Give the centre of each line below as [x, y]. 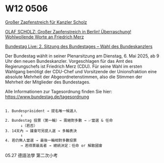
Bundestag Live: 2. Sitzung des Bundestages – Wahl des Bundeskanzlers [79, 46]
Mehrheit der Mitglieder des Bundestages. [48, 82]
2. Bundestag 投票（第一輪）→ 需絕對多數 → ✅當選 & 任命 [59, 120]
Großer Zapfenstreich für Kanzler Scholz [46, 22]
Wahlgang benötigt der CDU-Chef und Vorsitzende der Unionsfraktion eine [81, 71]
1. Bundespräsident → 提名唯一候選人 [41, 111]
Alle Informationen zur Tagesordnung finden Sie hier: [59, 91]
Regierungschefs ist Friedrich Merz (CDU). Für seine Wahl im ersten [74, 66]
